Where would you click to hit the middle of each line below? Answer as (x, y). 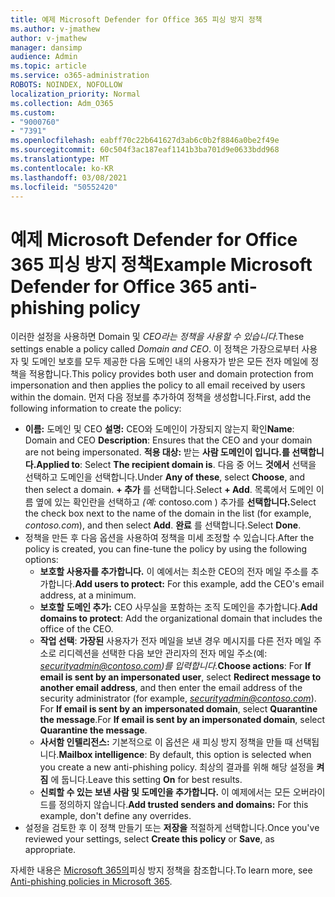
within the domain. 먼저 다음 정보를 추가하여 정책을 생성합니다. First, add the (161, 397)
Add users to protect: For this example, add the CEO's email (199, 584)
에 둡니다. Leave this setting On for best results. (146, 780)
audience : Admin (44, 57)
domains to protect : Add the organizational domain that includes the (181, 618)
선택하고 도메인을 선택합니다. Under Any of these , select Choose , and (165, 477)
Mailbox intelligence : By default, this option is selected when (185, 755)
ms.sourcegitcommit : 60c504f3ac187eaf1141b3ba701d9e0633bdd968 (145, 150)
